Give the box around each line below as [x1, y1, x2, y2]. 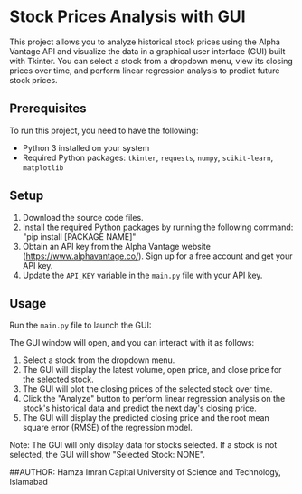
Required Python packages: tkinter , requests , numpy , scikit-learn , [22, 152, 274, 163]
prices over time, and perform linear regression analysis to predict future [9, 65, 280, 76]
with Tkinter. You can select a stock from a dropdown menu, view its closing [9, 55, 294, 66]
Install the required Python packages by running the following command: [22, 222, 294, 233]
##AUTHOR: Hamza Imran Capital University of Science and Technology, [9, 467, 282, 478]
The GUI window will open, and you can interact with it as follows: [9, 337, 255, 348]
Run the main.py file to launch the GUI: [9, 319, 152, 331]
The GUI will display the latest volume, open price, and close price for [22, 365, 282, 375]
